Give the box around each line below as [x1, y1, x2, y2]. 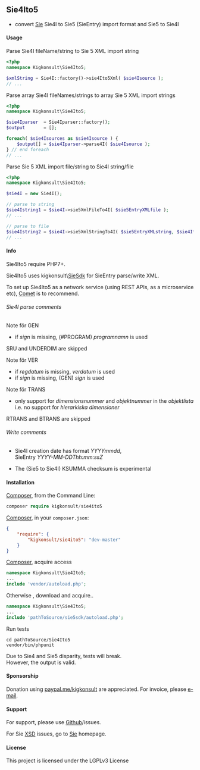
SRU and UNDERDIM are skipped [6, 345, 87, 352]
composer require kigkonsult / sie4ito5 [6, 503, 102, 509]
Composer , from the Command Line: [6, 492, 96, 499]
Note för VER [6, 356, 38, 364]
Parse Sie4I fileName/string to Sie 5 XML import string [6, 48, 139, 55]
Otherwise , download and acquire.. [6, 592, 94, 599]
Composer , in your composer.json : [6, 514, 89, 521]
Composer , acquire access [6, 559, 72, 566]
